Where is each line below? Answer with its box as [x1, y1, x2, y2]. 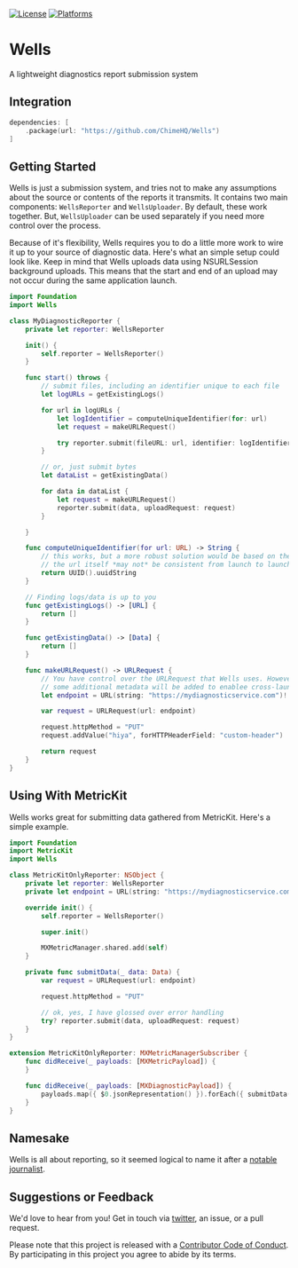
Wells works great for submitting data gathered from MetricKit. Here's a [9, 812, 271, 823]
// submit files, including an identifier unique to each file [41, 382, 279, 390]
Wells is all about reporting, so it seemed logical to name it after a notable [9, 1154, 278, 1165]
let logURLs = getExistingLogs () [41, 390, 165, 399]
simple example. [9, 821, 69, 831]
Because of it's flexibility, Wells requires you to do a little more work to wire [9, 238, 284, 248]
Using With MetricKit [9, 788, 128, 803]
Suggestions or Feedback [9, 1189, 154, 1204]
